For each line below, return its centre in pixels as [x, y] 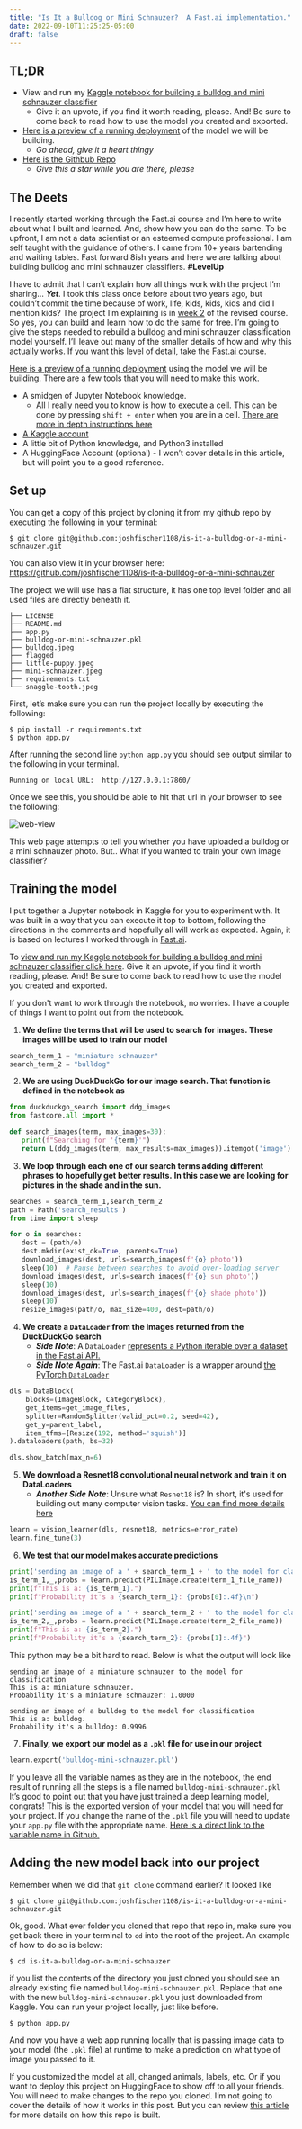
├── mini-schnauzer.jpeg [56, 671]
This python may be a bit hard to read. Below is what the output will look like [151, 1655]
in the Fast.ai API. [68, 1356]
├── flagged [31, 655]
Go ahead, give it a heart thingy [95, 150]
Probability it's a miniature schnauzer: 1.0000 [102, 1695]
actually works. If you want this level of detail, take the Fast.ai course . [138, 351]
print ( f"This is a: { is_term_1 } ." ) [76, 1588]
